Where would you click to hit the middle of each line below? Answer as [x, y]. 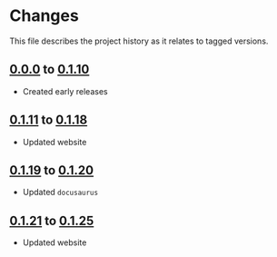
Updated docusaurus [60, 193]
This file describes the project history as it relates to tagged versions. [139, 41]
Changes [44, 16]
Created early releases [65, 91]
